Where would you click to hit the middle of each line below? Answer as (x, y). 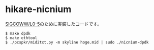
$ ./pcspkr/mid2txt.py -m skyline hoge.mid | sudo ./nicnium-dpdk (77, 42)
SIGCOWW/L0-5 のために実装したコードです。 (54, 24)
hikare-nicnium (38, 9)
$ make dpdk (18, 33)
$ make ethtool (21, 38)
